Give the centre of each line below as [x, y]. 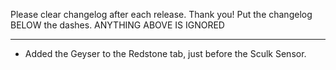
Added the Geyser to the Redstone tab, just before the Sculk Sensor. [165, 53]
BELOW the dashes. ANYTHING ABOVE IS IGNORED [117, 25]
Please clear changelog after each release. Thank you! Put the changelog [161, 14]
